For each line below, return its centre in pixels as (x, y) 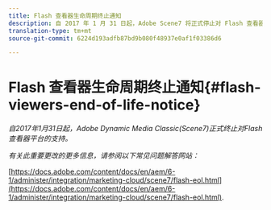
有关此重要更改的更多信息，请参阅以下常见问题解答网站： (104, 156)
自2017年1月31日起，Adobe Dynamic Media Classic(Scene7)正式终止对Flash (135, 129)
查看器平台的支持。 (40, 138)
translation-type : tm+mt (50, 31)
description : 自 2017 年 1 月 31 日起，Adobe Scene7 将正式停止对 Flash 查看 (133, 23)
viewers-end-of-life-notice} (104, 105)
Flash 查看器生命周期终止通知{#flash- (135, 87)
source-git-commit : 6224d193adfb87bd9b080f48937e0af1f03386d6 (115, 38)
